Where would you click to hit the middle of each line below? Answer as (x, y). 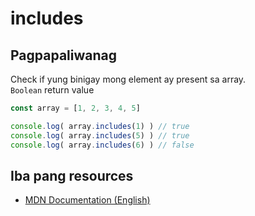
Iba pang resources (72, 175)
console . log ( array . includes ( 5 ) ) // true (100, 135)
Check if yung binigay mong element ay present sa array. (128, 79)
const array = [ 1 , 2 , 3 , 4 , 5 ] (75, 108)
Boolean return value (52, 90)
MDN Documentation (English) (87, 200)
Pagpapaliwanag (63, 55)
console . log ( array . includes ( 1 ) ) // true (100, 126)
